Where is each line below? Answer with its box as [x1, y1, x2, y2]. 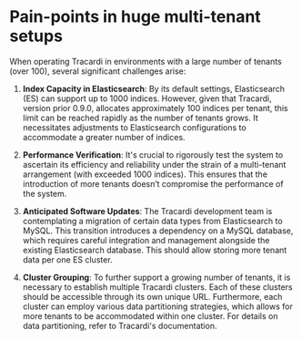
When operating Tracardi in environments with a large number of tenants [9, 56, 282, 67]
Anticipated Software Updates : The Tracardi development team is [22, 205, 273, 216]
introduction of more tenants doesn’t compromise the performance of [22, 178, 284, 189]
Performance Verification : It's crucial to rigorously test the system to [22, 149, 284, 160]
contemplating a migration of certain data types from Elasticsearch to [22, 215, 284, 226]
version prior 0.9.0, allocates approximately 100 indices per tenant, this [22, 102, 288, 113]
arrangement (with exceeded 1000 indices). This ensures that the [22, 169, 268, 180]
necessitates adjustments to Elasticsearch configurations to [22, 121, 247, 133]
